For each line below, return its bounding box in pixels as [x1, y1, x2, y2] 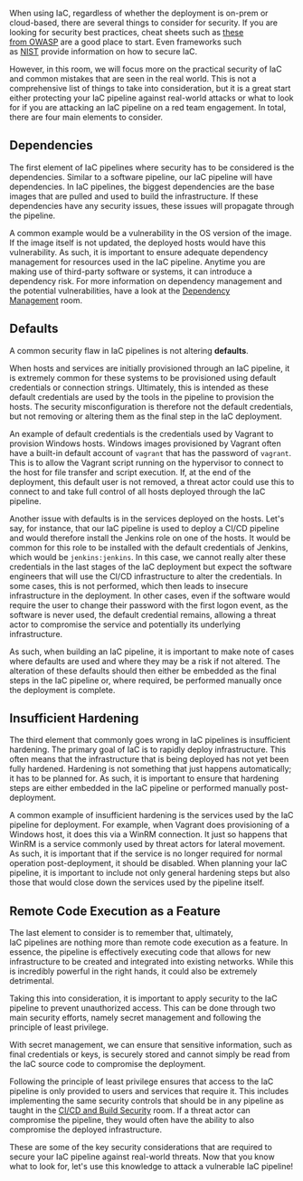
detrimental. [9, 976, 54, 986]
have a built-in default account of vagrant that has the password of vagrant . [9, 447, 292, 458]
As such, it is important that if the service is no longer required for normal [9, 848, 283, 859]
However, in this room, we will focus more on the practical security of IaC [9, 63, 282, 74]
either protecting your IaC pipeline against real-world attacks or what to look [9, 92, 294, 103]
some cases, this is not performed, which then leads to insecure [9, 580, 249, 591]
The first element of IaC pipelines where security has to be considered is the [9, 162, 295, 173]
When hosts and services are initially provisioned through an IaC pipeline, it [9, 362, 290, 374]
